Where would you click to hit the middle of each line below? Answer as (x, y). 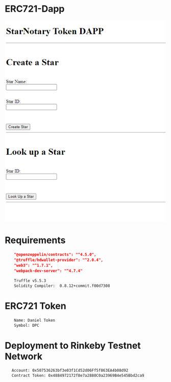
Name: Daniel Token (35, 320)
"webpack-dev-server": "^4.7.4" (48, 271)
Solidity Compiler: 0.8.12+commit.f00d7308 (62, 286)
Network (24, 356)
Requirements (35, 240)
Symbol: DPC (27, 325)
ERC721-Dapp (35, 9)
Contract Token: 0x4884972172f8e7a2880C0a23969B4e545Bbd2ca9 (78, 376)
